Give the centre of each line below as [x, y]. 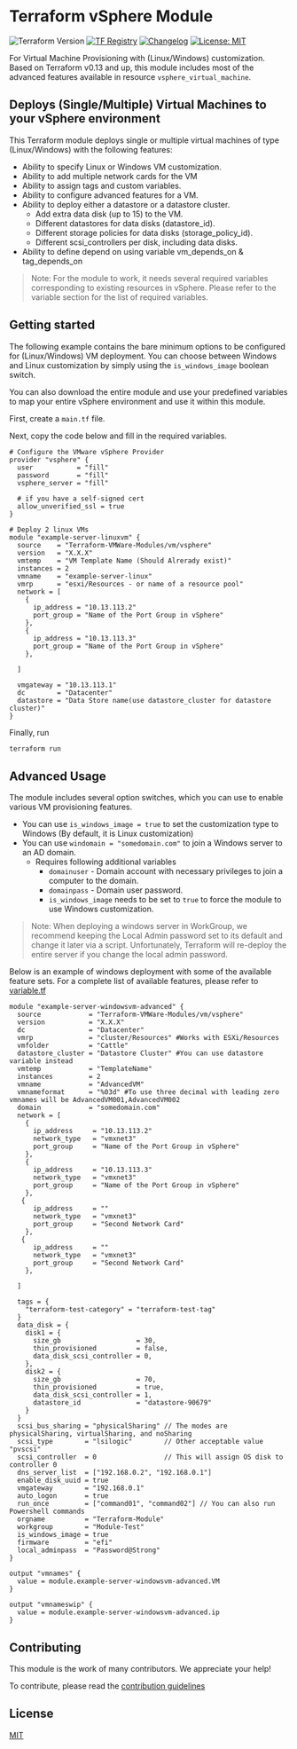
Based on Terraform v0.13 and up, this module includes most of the [132, 67]
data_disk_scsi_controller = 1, [92, 1395]
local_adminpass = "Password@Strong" [89, 1550]
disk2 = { [43, 1372]
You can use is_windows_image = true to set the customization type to [150, 824]
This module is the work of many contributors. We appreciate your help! [141, 1669]
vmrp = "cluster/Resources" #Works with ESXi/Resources [148, 1038]
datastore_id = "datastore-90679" [122, 1403]
